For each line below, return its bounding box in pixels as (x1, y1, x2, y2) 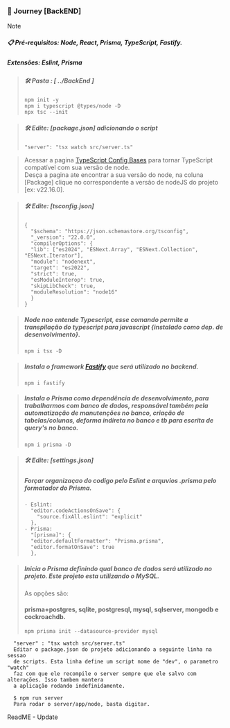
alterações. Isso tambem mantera (7, 677, 104, 684)
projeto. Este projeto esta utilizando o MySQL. (24, 572, 160, 580)
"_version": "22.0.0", (30, 234, 96, 241)
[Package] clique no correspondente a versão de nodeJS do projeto (24, 178, 219, 186)
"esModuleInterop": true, (30, 276, 105, 283)
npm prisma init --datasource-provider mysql (24, 628, 158, 635)
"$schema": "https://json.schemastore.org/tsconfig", (30, 228, 189, 235)
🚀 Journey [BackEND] (7, 6, 82, 16)
